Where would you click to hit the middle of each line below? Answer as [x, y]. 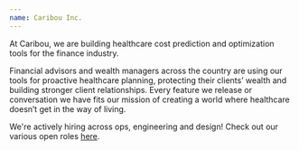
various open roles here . [55, 136]
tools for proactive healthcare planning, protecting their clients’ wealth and [148, 80]
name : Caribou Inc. [46, 18]
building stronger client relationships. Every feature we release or [131, 89]
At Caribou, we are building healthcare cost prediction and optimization [142, 43]
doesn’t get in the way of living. [68, 108]
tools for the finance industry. [64, 53]
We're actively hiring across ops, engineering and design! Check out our [144, 127]
